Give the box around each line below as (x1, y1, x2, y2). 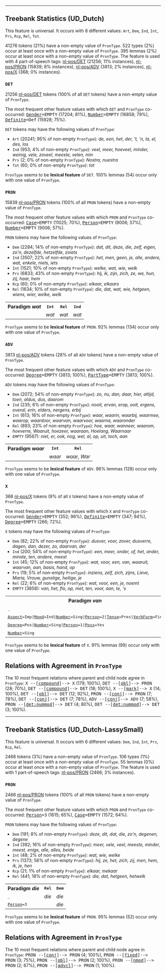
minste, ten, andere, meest (12, 554, 67, 560)
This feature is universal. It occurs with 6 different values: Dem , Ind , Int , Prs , (5, 739, 159, 744)
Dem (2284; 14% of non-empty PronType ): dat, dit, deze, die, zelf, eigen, (12, 244, 157, 250)
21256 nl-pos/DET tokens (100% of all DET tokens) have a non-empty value (5, 91, 157, 97)
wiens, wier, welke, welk (12, 291, 62, 297)
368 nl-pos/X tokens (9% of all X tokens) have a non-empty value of (5, 494, 144, 499)
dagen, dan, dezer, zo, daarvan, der (12, 543, 86, 549)
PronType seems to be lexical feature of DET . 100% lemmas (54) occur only (5, 172, 157, 178)
